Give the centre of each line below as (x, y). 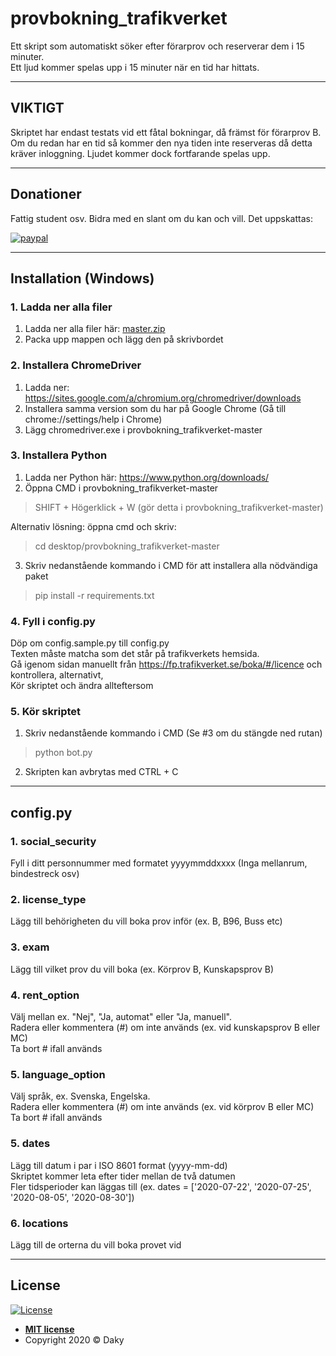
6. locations (39, 1223)
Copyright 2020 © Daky (74, 1339)
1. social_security (53, 841)
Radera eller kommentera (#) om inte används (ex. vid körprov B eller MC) (162, 1107)
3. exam (30, 947)
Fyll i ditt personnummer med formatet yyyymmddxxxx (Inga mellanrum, (159, 863)
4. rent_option (45, 995)
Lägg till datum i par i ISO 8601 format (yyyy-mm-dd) (119, 1165)
